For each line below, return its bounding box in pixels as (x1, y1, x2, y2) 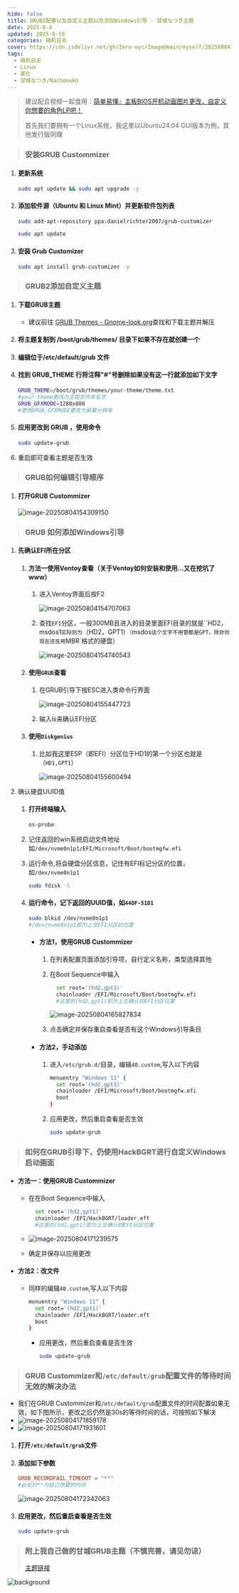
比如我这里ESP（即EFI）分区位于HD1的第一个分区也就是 (38, 749, 203, 758)
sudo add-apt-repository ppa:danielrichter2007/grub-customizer (17, 218, 213, 225)
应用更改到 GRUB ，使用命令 (17, 423, 101, 432)
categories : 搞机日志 (7, 37, 68, 44)
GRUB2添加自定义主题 (24, 281, 102, 291)
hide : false (7, 10, 43, 18)
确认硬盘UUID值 (17, 787, 65, 795)
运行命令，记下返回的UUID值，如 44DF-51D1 (28, 898, 154, 907)
